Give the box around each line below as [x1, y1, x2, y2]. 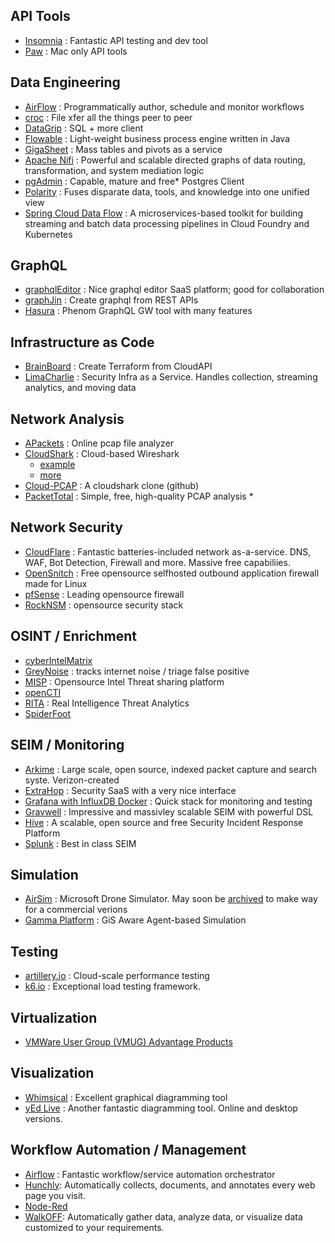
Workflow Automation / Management [10, 1142, 247, 1159]
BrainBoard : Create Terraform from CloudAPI [24, 360, 213, 373]
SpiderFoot [24, 707, 72, 719]
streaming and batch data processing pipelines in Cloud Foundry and [24, 217, 310, 229]
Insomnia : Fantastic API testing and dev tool [24, 34, 208, 46]
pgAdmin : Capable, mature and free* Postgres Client [24, 175, 245, 187]
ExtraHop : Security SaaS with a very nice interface [24, 784, 237, 796]
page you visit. [24, 1189, 86, 1201]
